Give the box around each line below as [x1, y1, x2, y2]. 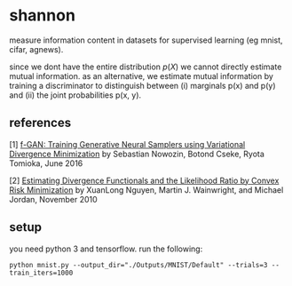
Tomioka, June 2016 [9, 157, 83, 169]
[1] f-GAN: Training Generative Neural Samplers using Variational [9, 139, 246, 149]
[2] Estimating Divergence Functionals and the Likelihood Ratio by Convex [9, 175, 280, 186]
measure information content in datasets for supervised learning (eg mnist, [9, 35, 283, 45]
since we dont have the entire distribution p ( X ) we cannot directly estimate [9, 61, 282, 72]
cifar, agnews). [9, 44, 64, 54]
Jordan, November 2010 [9, 194, 98, 204]
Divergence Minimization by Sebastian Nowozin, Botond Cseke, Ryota [9, 148, 264, 159]
